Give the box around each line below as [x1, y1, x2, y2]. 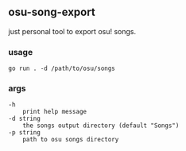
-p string [8, 129, 41, 137]
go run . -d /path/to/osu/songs [8, 64, 115, 73]
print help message [22, 108, 87, 116]
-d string [8, 114, 41, 123]
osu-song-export [8, 6, 95, 19]
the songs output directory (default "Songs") [22, 122, 180, 130]
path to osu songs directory [22, 136, 119, 144]
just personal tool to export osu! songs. [8, 26, 137, 36]
